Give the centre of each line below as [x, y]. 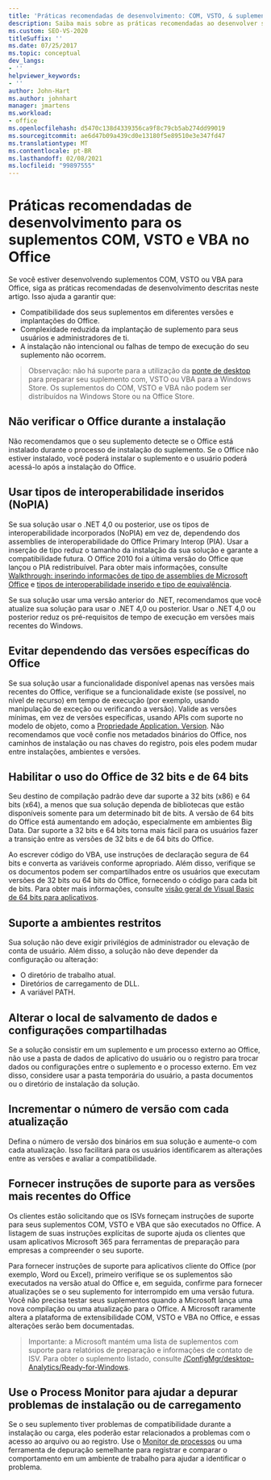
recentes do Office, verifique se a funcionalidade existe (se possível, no [127, 691]
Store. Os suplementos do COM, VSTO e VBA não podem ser [129, 388]
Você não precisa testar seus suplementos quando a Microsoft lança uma [130, 1300]
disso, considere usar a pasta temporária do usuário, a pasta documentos [131, 1075]
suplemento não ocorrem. [63, 355]
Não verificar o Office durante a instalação [117, 421]
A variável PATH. [48, 992]
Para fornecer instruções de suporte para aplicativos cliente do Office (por [132, 1265]
